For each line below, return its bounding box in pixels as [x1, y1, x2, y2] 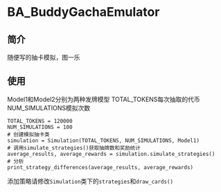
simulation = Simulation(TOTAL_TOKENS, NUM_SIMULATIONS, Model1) [7, 137, 200, 144]
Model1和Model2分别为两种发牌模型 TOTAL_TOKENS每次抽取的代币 [7, 95, 201, 103]
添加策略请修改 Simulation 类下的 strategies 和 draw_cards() [7, 177, 174, 185]
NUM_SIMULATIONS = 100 [7, 123, 73, 130]
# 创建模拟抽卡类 [7, 131, 50, 138]
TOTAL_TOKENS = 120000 [7, 117, 73, 125]
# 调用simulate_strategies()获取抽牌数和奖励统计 [7, 144, 141, 151]
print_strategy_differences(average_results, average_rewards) [7, 164, 194, 171]
